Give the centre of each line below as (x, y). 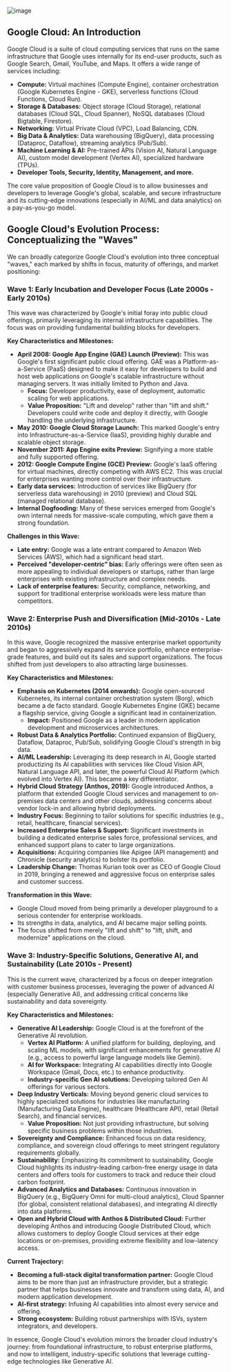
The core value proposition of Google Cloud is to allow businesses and (108, 186)
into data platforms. (45, 1211)
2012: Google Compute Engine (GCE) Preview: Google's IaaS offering (117, 464)
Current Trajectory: (36, 1261)
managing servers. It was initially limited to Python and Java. (103, 384)
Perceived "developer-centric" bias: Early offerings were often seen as (120, 564)
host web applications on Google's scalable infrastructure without (111, 376)
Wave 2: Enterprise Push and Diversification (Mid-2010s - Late (114, 619)
